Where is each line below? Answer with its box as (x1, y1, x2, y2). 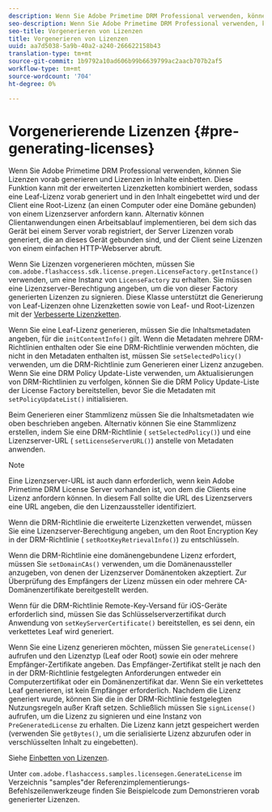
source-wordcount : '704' (8, 72, 92, 80)
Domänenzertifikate (8, 585, 74, 595)
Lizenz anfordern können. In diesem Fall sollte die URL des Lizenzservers (8, 493, 253, 503)
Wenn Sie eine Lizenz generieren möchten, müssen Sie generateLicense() (8, 642, 257, 652)
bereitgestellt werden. (75, 585, 149, 595)
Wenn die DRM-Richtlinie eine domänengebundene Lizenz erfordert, (8, 551, 237, 560)
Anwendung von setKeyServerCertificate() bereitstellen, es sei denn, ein (8, 618, 255, 628)
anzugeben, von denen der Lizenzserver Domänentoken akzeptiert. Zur (8, 568, 247, 577)
